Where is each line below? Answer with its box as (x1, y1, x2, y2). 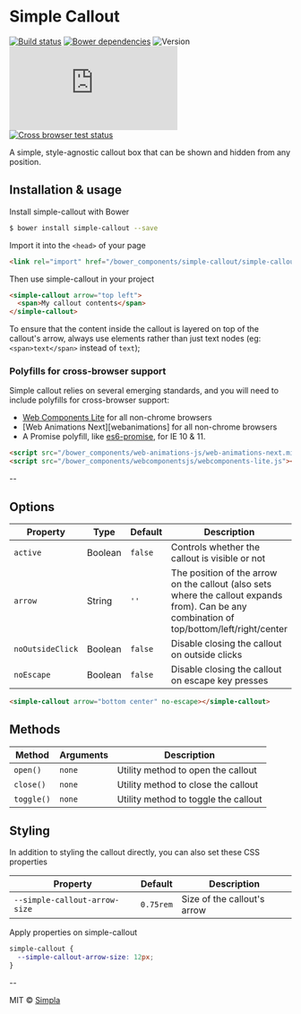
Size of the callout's (181, 893, 265, 906)
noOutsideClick (13, 644, 79, 654)
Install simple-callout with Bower (9, 206, 130, 217)
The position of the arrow (170, 567, 278, 579)
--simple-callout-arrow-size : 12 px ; (17, 953, 154, 962)
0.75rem (140, 899, 173, 910)
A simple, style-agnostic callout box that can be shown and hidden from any (9, 146, 291, 158)
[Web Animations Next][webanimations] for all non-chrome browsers (21, 421, 278, 432)
